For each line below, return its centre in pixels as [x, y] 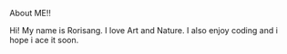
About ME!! [31, 13]
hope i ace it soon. [44, 40]
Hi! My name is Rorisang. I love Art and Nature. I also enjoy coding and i [143, 30]
